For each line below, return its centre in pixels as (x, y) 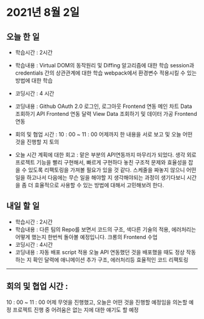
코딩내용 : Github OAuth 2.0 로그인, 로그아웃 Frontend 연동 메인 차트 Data (104, 106)
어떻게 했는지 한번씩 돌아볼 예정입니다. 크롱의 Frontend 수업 (86, 237)
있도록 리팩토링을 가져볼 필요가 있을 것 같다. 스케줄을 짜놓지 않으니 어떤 (112, 170)
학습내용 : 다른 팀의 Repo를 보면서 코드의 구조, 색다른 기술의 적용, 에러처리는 (105, 229)
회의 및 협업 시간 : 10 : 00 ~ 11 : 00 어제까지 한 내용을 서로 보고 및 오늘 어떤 (104, 134)
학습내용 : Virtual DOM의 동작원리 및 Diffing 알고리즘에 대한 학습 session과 (104, 65)
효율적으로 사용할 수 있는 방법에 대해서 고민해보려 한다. (99, 185)
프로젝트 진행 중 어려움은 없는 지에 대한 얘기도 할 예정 (76, 309)
